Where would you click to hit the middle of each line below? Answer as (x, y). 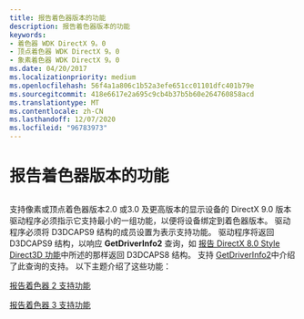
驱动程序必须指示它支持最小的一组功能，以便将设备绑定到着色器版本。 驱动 (150, 221)
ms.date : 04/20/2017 (49, 69)
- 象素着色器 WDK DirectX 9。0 (65, 60)
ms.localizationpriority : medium (73, 77)
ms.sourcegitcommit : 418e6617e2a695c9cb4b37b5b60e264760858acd (132, 94)
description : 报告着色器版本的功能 (70, 26)
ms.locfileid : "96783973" (58, 129)
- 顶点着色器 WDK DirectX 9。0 (65, 52)
